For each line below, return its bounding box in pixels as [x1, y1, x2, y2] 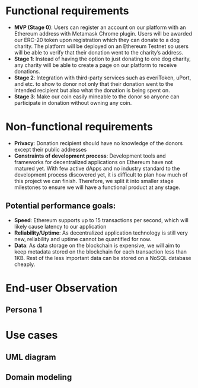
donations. [14, 68, 40, 75]
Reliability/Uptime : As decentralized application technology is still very [14, 229, 188, 236]
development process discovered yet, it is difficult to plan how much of [14, 171, 188, 178]
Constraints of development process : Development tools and [14, 152, 167, 159]
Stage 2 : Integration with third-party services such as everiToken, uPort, [14, 74, 191, 81]
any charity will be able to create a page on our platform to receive [14, 61, 177, 69]
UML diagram [5, 352, 56, 362]
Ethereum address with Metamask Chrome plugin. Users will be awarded [14, 30, 193, 37]
